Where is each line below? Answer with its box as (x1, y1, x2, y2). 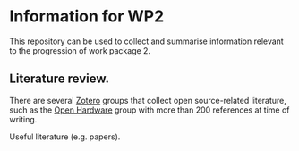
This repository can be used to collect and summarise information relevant (9, 36, 284, 46)
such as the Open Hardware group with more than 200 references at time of (9, 105, 290, 115)
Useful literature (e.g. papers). (9, 131, 121, 142)
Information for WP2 (9, 6, 165, 27)
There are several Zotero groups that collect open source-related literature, (9, 95, 286, 105)
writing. (9, 113, 38, 124)
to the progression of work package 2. (9, 45, 150, 55)
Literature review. (9, 71, 110, 87)
